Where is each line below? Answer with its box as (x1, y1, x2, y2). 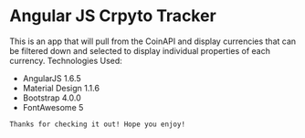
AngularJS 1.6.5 (22, 72, 81, 83)
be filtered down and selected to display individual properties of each (9, 45, 271, 56)
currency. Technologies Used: (9, 55, 123, 66)
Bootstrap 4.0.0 (22, 92, 82, 103)
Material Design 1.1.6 (22, 82, 100, 93)
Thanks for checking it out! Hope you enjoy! (9, 120, 185, 129)
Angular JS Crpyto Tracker (9, 5, 216, 27)
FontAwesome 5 (22, 101, 84, 112)
